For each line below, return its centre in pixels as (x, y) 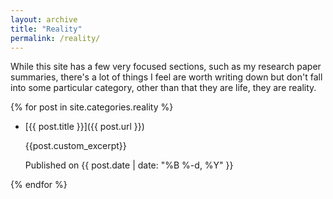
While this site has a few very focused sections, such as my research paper (166, 67)
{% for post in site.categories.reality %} (92, 107)
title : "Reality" (46, 29)
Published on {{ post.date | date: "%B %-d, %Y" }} (129, 165)
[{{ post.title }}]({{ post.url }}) (84, 127)
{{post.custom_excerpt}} (75, 146)
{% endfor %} (39, 185)
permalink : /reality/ (55, 38)
